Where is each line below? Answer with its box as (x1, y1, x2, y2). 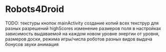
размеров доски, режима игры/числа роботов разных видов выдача (5, 36, 152, 42)
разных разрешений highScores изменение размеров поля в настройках (5, 25, 161, 31)
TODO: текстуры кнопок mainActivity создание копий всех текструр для (5, 20, 159, 26)
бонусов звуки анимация (5, 41, 59, 47)
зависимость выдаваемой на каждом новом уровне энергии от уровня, (5, 30, 160, 36)
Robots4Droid (5, 3, 64, 15)
